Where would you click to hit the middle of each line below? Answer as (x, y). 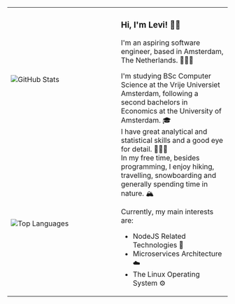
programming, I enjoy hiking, (168, 166)
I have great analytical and (164, 131)
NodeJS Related (159, 236)
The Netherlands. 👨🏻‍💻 (157, 60)
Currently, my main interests (168, 212)
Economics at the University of (171, 111)
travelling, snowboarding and (169, 175)
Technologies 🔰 (158, 244)
